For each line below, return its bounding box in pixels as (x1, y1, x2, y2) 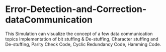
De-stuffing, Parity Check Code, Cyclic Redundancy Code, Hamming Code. (5, 41, 161, 47)
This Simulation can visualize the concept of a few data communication (5, 30, 153, 36)
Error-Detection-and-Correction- (5, 3, 147, 15)
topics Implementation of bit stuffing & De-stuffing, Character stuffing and (5, 36, 158, 42)
